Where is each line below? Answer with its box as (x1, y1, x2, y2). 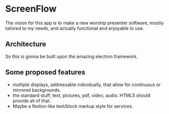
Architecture (5, 40, 47, 49)
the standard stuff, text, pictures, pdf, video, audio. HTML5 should (12, 92, 151, 98)
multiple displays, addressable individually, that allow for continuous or (12, 82, 161, 88)
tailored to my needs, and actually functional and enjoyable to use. (5, 25, 144, 31)
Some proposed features (5, 68, 85, 77)
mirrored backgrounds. (12, 87, 61, 93)
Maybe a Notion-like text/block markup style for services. (12, 103, 133, 109)
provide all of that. (12, 97, 51, 104)
